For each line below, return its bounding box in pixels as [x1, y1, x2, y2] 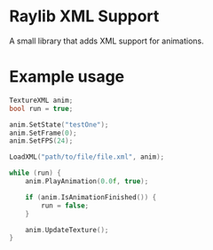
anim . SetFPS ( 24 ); [9, 137, 74, 145]
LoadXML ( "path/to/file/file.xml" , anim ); [9, 152, 165, 161]
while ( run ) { [9, 168, 62, 178]
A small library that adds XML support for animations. [9, 35, 204, 46]
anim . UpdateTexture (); [25, 225, 109, 234]
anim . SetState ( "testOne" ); [9, 120, 109, 129]
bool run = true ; [9, 104, 74, 113]
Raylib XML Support [9, 6, 160, 27]
